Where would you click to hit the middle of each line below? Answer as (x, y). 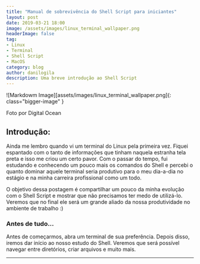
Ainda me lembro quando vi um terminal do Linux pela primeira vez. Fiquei (97, 146)
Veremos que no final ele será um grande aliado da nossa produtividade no (98, 202)
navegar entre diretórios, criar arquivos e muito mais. (71, 249)
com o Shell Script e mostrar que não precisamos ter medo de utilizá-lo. (94, 195)
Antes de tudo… (30, 223)
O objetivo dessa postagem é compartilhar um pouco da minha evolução (95, 189)
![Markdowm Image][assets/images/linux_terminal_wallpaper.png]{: (89, 95)
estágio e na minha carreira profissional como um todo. (74, 178)
